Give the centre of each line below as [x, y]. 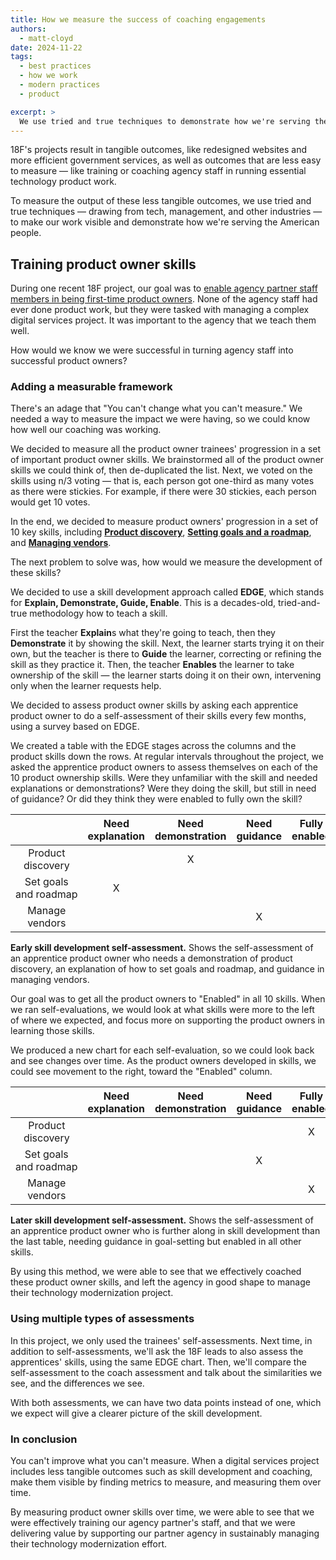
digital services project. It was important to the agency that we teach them [163, 320]
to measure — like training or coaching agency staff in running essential [158, 171]
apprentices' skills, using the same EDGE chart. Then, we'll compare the [158, 1362]
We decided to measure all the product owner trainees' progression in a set [166, 449]
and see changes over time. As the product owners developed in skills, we [163, 1061]
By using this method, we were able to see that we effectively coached [156, 1272]
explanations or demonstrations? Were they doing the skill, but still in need [163, 788]
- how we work [48, 76]
